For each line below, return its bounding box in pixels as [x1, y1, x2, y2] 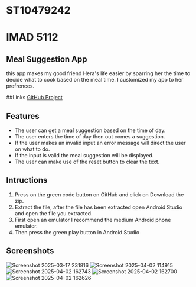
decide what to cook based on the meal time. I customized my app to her [6, 76, 184, 83]
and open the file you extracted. [14, 209, 93, 217]
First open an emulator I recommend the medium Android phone [14, 216, 171, 223]
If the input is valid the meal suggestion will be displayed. [14, 152, 154, 159]
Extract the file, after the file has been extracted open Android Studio [14, 204, 183, 211]
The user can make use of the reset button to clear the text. [14, 158, 160, 165]
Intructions [6, 175, 48, 185]
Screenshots [6, 246, 54, 256]
